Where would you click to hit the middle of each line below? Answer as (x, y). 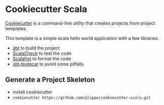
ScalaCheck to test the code (42, 53)
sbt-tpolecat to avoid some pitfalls (48, 64)
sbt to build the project (36, 48)
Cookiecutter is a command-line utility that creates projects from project (80, 23)
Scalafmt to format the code (42, 58)
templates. (16, 28)
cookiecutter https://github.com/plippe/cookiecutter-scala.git (81, 97)
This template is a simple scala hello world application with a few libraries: (82, 38)
